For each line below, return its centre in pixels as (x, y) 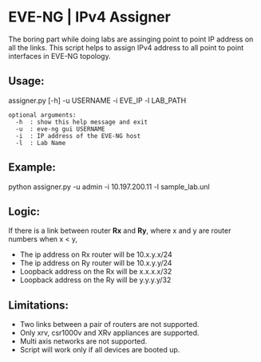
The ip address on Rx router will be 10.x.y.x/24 (96, 254)
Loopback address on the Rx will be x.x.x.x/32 (96, 272)
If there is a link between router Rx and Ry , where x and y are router (120, 230)
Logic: (24, 211)
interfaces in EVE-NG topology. (59, 56)
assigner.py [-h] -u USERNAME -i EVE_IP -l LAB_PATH (97, 100)
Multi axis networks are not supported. (83, 341)
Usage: (27, 81)
